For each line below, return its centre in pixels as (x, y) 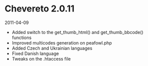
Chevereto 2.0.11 (40, 9)
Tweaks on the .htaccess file (41, 58)
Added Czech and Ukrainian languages (52, 48)
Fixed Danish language (35, 53)
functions (22, 37)
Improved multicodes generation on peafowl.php (62, 42)
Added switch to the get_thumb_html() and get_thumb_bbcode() (77, 32)
